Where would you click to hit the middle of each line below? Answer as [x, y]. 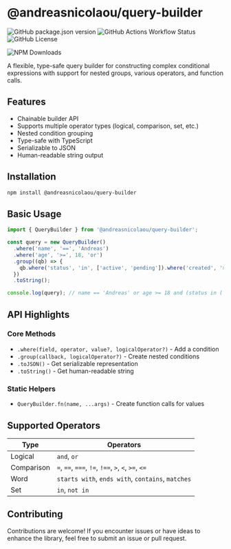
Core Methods [32, 334]
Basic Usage [34, 214]
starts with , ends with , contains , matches [124, 478]
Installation [32, 177]
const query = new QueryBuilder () [57, 242]
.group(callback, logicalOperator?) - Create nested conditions [108, 356]
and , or [68, 456]
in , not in [73, 490]
